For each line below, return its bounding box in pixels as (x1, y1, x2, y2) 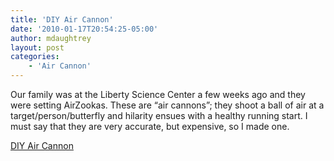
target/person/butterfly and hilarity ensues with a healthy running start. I (10, 110, 308, 121)
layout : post (10, 42, 65, 53)
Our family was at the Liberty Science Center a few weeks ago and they (10, 89, 306, 100)
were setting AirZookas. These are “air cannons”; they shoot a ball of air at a (10, 99, 325, 111)
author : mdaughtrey (10, 33, 92, 43)
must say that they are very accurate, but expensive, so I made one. (10, 121, 290, 132)
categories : (10, 52, 60, 62)
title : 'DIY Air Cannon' (10, 14, 114, 25)
